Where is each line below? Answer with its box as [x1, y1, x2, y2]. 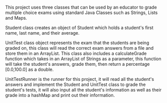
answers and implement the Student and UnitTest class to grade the [5, 81, 146, 87]
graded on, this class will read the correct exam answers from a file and [5, 45, 154, 51]
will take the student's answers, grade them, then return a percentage [5, 61, 150, 67]
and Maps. [5, 15, 28, 21]
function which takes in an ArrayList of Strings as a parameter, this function [5, 56, 161, 62]
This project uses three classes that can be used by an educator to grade [5, 5, 157, 10]
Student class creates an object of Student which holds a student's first [5, 25, 153, 31]
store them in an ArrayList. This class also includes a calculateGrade [5, 50, 147, 56]
